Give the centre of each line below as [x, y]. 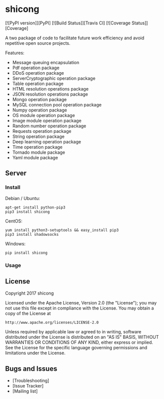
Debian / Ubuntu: [23, 198]
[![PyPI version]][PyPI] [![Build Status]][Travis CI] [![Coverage [68, 23]
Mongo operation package [40, 99]
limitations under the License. [35, 353]
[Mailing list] [25, 391]
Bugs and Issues [31, 368]
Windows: [15, 244]
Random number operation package [49, 126]
